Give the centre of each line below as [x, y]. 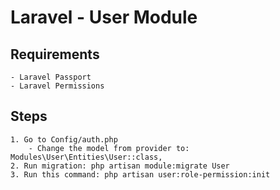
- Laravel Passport [51, 77]
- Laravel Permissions [57, 86]
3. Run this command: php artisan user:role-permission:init [140, 174]
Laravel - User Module [104, 17]
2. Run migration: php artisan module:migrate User [120, 166]
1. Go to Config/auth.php [64, 139]
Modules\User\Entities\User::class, [86, 157]
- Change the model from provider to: [109, 148]
